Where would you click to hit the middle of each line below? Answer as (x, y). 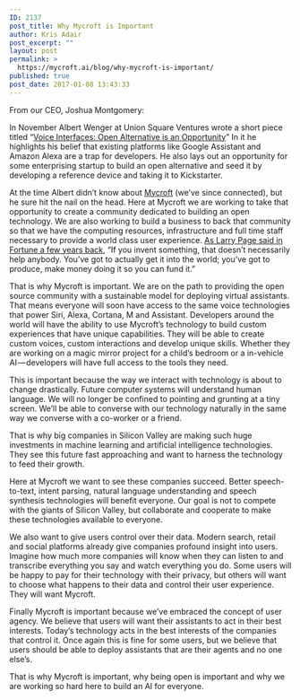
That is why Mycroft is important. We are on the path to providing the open (147, 286)
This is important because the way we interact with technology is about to (146, 380)
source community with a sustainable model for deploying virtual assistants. (150, 295)
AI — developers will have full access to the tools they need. (119, 362)
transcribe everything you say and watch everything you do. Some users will (150, 565)
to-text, (23, 491)
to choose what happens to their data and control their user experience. (142, 584)
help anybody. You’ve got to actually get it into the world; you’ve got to (140, 259)
